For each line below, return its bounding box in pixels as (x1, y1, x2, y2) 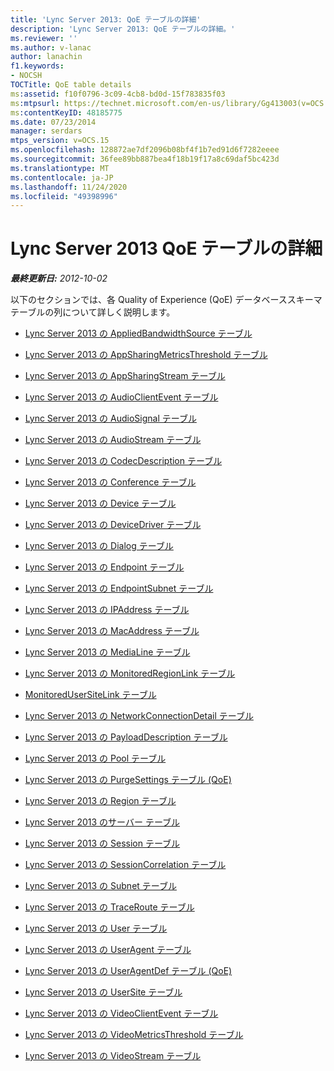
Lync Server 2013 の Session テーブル (24, 837, 181, 850)
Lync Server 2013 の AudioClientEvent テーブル (24, 391, 219, 403)
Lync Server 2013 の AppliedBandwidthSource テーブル (24, 327, 253, 340)
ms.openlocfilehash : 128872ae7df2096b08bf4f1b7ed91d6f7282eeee (10, 145, 280, 155)
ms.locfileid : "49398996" (10, 191, 118, 201)
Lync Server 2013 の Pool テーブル (24, 752, 167, 765)
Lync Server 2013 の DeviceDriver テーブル (24, 519, 202, 531)
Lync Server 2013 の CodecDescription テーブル (24, 455, 223, 467)
